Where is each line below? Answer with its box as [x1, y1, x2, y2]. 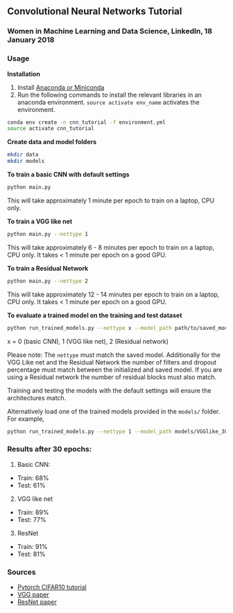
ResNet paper [17, 598, 57, 606]
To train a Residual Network [7, 264, 89, 272]
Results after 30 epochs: [7, 445, 92, 454]
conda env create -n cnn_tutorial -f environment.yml [7, 118, 166, 126]
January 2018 [7, 35, 55, 45]
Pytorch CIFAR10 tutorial [17, 583, 87, 591]
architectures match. [7, 393, 67, 402]
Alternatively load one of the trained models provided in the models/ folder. [7, 407, 221, 415]
